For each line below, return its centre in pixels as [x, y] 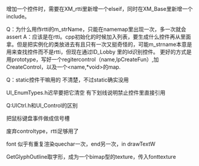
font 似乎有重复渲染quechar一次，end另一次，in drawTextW [81, 144]
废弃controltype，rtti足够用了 [43, 131]
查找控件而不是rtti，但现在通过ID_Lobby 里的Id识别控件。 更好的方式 [102, 52]
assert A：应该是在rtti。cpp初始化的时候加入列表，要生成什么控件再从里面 [99, 37]
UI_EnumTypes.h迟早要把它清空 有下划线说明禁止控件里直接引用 [86, 93]
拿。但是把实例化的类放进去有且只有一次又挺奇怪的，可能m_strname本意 [96, 44]
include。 [18, 16]
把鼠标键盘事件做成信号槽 [38, 118]
